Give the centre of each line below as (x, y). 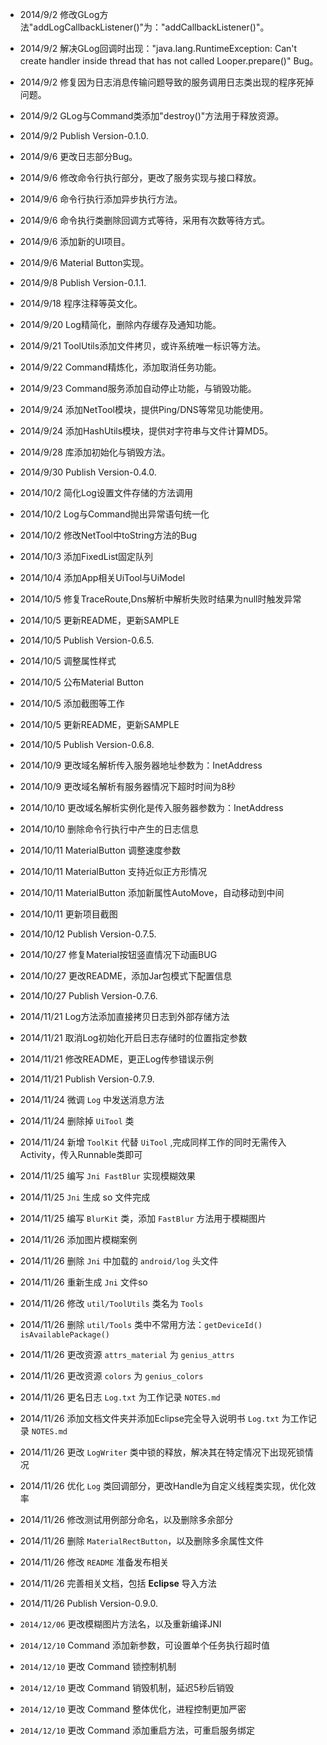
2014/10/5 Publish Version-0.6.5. (87, 640)
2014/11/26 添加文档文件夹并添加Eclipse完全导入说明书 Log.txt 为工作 (163, 1418)
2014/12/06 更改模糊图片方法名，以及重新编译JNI (120, 1624)
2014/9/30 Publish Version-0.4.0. (88, 472)
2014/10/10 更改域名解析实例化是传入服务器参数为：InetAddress (151, 807)
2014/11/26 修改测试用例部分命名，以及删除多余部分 (126, 1519)
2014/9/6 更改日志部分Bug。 (78, 156)
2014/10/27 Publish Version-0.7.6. (88, 996)
